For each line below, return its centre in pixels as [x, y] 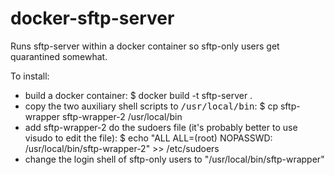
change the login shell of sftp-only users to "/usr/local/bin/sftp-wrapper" [174, 159]
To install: [30, 76]
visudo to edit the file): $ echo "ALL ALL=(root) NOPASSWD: [148, 138]
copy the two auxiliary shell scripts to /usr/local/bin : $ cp [151, 106]
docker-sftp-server [92, 18]
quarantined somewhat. [59, 56]
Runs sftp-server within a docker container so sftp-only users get [145, 46]
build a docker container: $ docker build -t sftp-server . [138, 95]
